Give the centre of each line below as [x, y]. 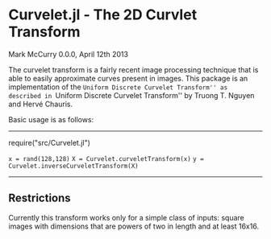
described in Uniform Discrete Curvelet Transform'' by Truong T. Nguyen [131, 95]
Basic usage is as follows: [51, 119]
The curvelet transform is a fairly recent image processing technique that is [133, 69]
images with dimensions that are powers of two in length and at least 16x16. [134, 226]
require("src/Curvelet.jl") [50, 142]
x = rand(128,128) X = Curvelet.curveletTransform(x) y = [106, 159]
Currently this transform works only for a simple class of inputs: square [126, 217]
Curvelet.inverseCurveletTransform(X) [73, 166]
